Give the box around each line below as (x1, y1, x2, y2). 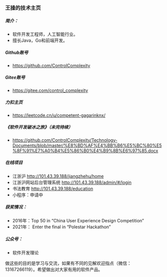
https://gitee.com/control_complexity (12, 87, 88, 93)
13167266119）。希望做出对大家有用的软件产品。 (5, 266, 103, 272)
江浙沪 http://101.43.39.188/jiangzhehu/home (12, 173, 104, 179)
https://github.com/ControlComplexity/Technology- (12, 137, 118, 143)
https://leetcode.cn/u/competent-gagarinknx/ (12, 112, 106, 118)
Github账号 (5, 50, 28, 56)
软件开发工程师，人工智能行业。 (12, 31, 78, 37)
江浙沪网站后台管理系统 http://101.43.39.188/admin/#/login (12, 179, 132, 185)
